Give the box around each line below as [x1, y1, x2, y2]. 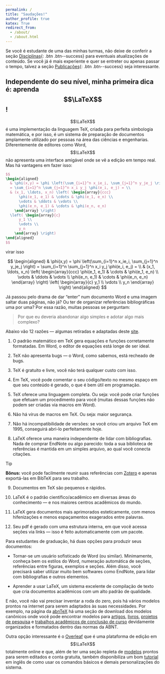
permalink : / [5, 7, 32, 12]
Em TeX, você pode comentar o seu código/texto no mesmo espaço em [12, 376, 158, 382]
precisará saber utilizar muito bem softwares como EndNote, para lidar [12, 568, 156, 574]
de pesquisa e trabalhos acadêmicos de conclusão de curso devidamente [5, 619, 155, 625]
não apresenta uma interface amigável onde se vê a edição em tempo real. [5, 157, 156, 163]
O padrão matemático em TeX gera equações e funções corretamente [12, 338, 154, 344]
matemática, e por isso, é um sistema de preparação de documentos [5, 131, 144, 137]
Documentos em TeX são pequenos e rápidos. [12, 485, 106, 490]
